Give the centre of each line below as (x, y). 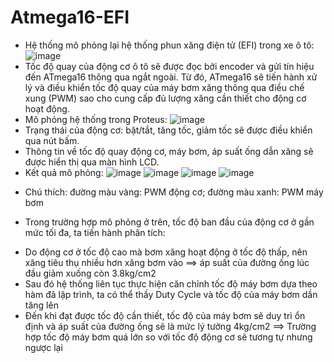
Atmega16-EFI (70, 17)
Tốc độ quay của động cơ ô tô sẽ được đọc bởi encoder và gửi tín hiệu (169, 66)
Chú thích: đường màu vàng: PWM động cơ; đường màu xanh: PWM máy (174, 192)
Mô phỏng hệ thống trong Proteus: (96, 119)
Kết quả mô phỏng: (64, 172)
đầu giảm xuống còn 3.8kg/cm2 (90, 273)
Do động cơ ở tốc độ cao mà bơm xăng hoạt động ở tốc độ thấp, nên (166, 252)
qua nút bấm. (52, 140)
